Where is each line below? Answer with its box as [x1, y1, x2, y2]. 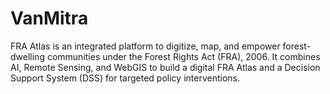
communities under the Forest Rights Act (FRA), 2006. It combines [46, 50, 321, 62]
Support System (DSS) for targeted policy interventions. [10, 72, 240, 84]
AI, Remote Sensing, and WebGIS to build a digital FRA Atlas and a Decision [10, 61, 321, 73]
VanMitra [10, 7, 89, 30]
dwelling [10, 50, 45, 62]
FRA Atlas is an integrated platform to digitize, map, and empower [10, 40, 281, 52]
